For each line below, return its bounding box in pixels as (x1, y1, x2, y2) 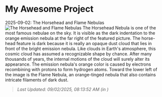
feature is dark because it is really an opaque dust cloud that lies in (16, 40, 152, 46)
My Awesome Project (5, 3, 94, 15)
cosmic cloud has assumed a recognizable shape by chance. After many (5, 50, 152, 57)
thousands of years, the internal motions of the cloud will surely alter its (5, 56, 150, 62)
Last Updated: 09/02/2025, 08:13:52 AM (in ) (17, 86, 109, 92)
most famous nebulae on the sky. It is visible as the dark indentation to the (5, 30, 156, 36)
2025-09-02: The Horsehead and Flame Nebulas (5, 20, 105, 25)
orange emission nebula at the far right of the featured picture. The (5, 35, 141, 41)
